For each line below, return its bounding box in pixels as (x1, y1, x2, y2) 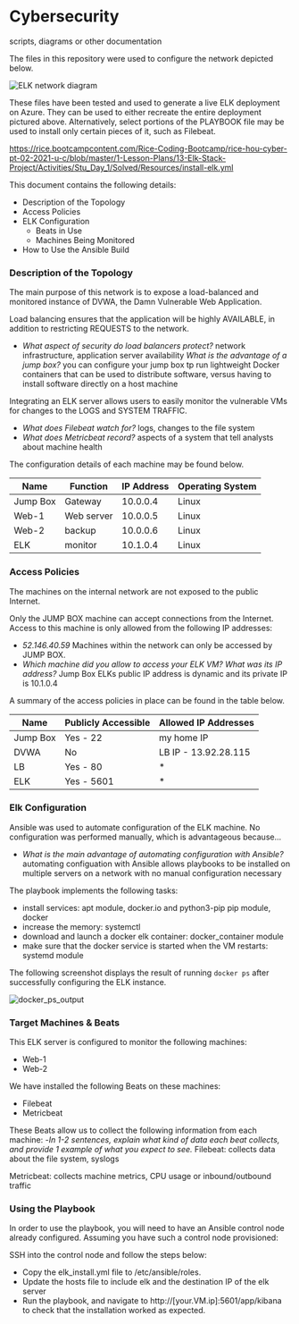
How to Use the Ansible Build (21, 244, 129, 255)
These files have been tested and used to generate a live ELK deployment (9, 97, 280, 108)
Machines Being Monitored (35, 234, 136, 245)
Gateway (64, 495, 103, 508)
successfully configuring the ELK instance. (9, 976, 167, 987)
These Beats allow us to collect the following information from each (9, 1125, 257, 1136)
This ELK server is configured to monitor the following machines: (9, 1037, 247, 1048)
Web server (64, 510, 113, 522)
